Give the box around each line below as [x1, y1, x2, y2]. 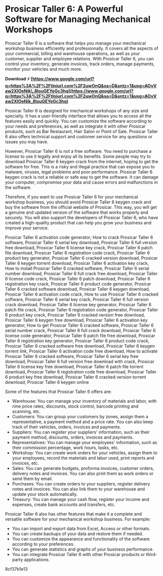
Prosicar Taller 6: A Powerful [5, 3, 123, 15]
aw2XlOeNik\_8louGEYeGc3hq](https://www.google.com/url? [5, 88, 134, 93]
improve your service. [5, 225, 49, 231]
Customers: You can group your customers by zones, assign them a [12, 413, 148, 419]
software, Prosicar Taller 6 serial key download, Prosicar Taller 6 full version [5, 240, 157, 245]
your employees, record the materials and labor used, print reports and [12, 455, 155, 461]
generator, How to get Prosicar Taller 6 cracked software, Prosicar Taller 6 [5, 322, 154, 328]
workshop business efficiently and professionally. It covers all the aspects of [5, 45, 159, 51]
